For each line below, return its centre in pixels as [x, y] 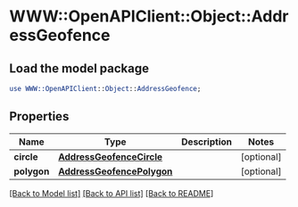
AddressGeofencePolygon [115, 171]
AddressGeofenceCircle [110, 156]
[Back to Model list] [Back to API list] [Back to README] [112, 193]
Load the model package [79, 68]
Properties [39, 116]
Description [207, 142]
